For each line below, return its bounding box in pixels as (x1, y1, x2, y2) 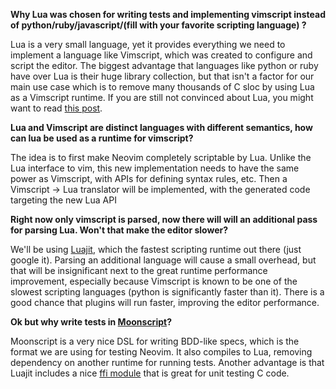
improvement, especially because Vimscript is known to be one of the (10, 275, 298, 287)
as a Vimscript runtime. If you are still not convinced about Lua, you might (10, 92, 314, 103)
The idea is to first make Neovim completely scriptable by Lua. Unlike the (10, 152, 312, 163)
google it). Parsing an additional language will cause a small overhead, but (10, 254, 317, 266)
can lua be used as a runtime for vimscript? (10, 132, 194, 144)
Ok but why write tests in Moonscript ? (10, 316, 172, 328)
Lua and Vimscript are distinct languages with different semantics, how (10, 122, 313, 133)
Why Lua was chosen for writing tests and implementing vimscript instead (10, 9, 326, 20)
